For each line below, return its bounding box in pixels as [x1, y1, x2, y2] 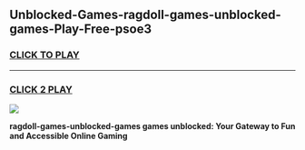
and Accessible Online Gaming [9, 130, 128, 141]
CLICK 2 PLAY [9, 83, 73, 95]
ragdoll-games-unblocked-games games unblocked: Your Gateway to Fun [9, 120, 296, 131]
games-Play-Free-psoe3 [9, 22, 152, 37]
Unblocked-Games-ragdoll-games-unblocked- [9, 7, 281, 23]
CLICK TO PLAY [9, 49, 80, 62]
